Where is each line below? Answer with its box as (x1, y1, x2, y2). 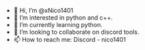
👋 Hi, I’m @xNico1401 (13, 7, 74, 14)
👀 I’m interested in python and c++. (13, 14, 113, 22)
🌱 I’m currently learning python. (13, 21, 103, 28)
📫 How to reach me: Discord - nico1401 (13, 36, 127, 43)
